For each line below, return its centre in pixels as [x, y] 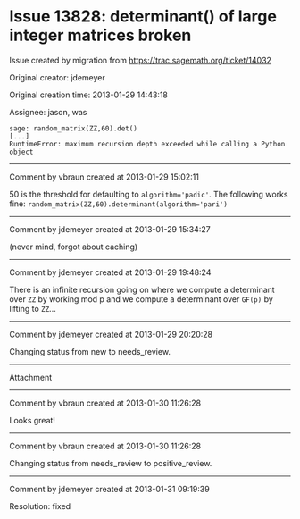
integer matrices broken [100, 35]
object [21, 152]
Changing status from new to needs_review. [90, 351]
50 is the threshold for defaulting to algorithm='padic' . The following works [149, 194]
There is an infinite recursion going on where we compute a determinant [142, 289]
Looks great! [33, 420]
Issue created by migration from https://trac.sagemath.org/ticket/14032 [141, 60]
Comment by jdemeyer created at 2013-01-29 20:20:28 [111, 334]
